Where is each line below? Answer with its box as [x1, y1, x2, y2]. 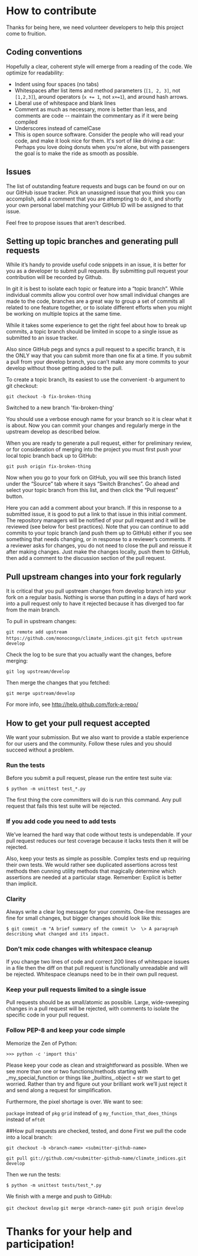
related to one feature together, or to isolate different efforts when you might [6, 304, 192, 311]
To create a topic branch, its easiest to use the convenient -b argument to [6, 376, 186, 383]
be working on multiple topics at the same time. [6, 310, 122, 318]
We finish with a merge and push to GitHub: [6, 1193, 112, 1200]
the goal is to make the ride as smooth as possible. [14, 150, 139, 157]
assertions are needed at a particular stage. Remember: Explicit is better [6, 873, 182, 881]
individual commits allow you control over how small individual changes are [6, 292, 189, 299]
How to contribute [6, 4, 97, 18]
